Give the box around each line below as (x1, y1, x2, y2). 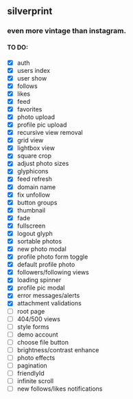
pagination (16, 361, 48, 369)
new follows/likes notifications (16, 385, 103, 393)
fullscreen (16, 222, 46, 230)
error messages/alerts (16, 292, 80, 300)
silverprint (7, 6, 53, 17)
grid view (16, 136, 44, 144)
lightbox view (16, 144, 55, 152)
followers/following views (16, 268, 89, 277)
